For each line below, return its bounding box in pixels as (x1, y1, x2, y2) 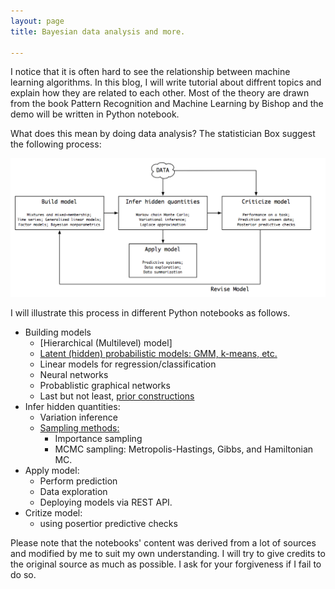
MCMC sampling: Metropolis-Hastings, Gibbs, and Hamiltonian (54, 443, 314, 455)
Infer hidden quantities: (24, 401, 121, 413)
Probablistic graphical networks (39, 380, 171, 392)
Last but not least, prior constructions (39, 390, 195, 402)
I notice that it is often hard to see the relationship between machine (10, 66, 291, 78)
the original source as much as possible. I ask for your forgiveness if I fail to (10, 558, 322, 570)
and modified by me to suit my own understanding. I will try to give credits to (10, 548, 326, 560)
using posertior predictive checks (39, 518, 178, 530)
